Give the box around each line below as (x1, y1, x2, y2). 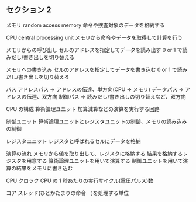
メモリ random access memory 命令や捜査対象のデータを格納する (6, 22, 165, 29)
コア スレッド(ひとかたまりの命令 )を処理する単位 (6, 189, 129, 196)
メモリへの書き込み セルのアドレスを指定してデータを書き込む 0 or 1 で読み (6, 66, 188, 73)
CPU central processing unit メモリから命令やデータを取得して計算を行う (6, 34, 183, 41)
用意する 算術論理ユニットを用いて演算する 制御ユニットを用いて (26, 157, 183, 164)
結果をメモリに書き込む (16, 165, 73, 172)
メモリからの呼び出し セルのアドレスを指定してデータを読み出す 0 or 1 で (6, 46, 183, 53)
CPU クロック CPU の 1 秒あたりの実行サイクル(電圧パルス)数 (6, 177, 154, 184)
